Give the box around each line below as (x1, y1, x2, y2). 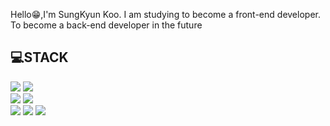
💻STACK (10, 49, 69, 66)
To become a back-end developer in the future (10, 19, 203, 31)
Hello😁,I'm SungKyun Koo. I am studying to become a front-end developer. (10, 9, 321, 20)
